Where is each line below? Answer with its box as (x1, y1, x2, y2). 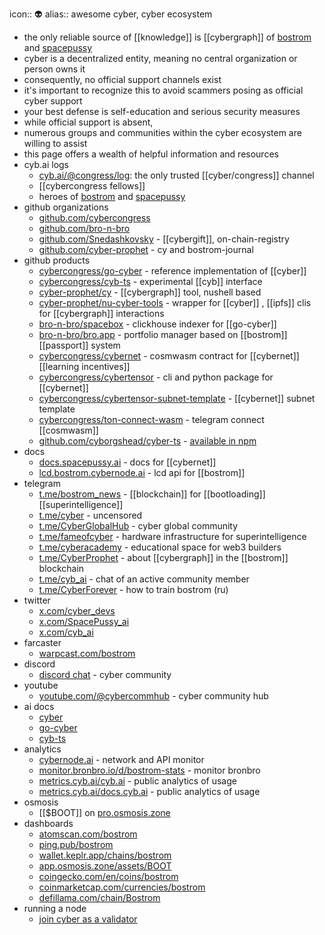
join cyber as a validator (38, 913, 138, 925)
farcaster (23, 637, 62, 648)
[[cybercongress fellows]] (38, 180, 146, 192)
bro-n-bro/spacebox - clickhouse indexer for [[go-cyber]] (38, 318, 277, 330)
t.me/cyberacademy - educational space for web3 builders (38, 541, 282, 553)
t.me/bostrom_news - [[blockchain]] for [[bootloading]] (38, 488, 266, 500)
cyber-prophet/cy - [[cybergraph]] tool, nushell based (38, 286, 262, 298)
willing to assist (23, 138, 88, 149)
